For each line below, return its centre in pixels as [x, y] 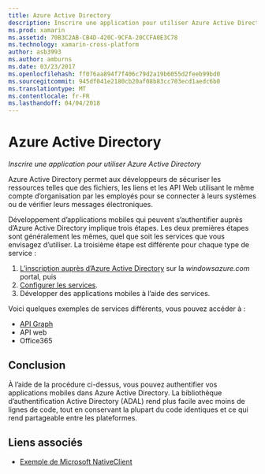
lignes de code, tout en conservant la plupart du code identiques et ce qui [128, 409]
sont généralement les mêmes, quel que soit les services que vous [117, 236]
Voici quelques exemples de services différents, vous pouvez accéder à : [127, 309]
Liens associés [45, 443]
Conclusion [37, 366]
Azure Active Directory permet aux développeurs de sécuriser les [115, 180]
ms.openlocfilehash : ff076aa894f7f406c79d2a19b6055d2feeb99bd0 [114, 74]
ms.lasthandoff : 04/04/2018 [54, 103]
